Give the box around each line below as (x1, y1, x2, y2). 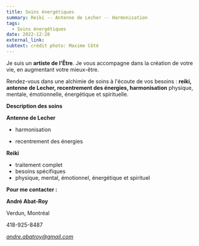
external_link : (6, 37, 45, 43)
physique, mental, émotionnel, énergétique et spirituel (15, 174, 150, 181)
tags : (6, 20, 20, 26)
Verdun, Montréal (6, 209, 50, 216)
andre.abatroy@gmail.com (6, 233, 74, 240)
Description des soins (6, 102, 62, 109)
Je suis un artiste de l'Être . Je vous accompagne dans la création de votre (6, 59, 193, 67)
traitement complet (15, 161, 63, 168)
